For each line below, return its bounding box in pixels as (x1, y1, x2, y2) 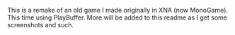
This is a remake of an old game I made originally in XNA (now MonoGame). (7, 6, 229, 14)
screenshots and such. (7, 21, 74, 29)
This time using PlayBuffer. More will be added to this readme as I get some (7, 13, 228, 22)
